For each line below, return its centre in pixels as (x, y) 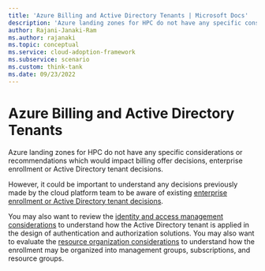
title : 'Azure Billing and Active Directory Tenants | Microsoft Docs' (128, 15)
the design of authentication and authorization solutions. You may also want (131, 233)
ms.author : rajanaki (42, 38)
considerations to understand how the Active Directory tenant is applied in (129, 224)
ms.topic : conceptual (44, 45)
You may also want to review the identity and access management (116, 216)
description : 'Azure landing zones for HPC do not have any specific (125, 23)
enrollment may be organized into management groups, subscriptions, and (129, 250)
